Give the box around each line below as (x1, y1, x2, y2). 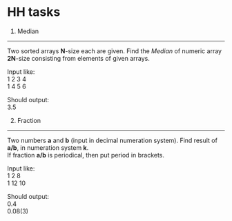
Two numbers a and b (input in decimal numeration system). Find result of (7, 136, 217, 144)
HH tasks (7, 4, 61, 20)
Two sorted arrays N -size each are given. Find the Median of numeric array (7, 46, 222, 55)
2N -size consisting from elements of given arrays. (7, 54, 150, 62)
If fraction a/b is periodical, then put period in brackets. (7, 151, 164, 159)
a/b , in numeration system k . (7, 143, 89, 152)
